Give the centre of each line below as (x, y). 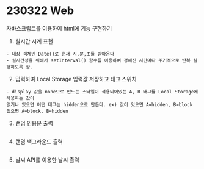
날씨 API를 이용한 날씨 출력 (47, 160)
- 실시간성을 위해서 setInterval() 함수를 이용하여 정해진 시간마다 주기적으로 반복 (98, 60)
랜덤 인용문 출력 (34, 123)
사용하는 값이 (20, 98)
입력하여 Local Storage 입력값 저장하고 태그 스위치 (76, 79)
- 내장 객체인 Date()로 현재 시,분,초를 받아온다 (60, 54)
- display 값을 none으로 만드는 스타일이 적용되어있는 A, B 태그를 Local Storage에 (102, 92)
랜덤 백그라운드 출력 (39, 142)
